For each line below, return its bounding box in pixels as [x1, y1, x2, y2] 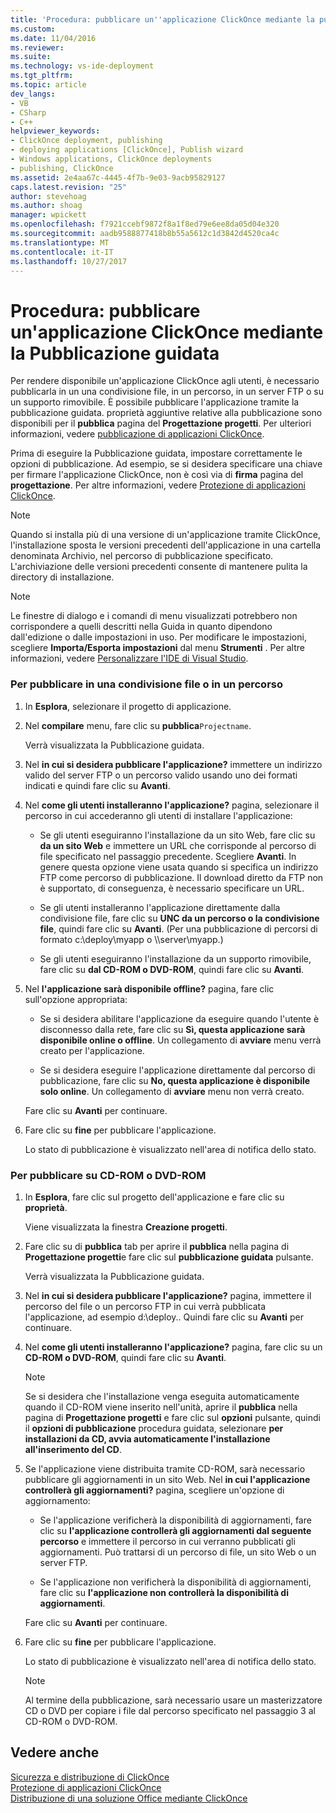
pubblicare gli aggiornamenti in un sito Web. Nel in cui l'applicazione [24, 1473, 311, 1485]
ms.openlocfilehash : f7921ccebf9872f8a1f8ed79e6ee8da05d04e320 [10, 219, 280, 230]
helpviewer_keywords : [10, 126, 101, 136]
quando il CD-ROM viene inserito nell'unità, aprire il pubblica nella [24, 1401, 298, 1413]
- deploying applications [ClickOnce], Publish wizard [10, 145, 244, 155]
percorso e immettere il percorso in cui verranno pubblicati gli [39, 1535, 296, 1547]
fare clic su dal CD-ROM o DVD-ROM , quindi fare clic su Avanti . [39, 963, 305, 975]
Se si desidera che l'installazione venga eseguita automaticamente [24, 1390, 300, 1402]
